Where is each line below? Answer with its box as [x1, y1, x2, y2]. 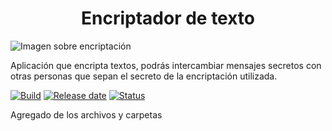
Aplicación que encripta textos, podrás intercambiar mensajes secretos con [10, 59, 322, 71]
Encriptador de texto [80, 7, 256, 30]
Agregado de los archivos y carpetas [10, 108, 163, 121]
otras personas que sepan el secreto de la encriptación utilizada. [10, 70, 278, 82]
